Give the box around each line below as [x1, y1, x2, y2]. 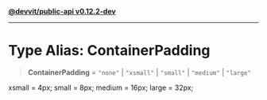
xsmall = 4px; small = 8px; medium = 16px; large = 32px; [8, 83, 194, 92]
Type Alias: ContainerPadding [8, 42, 211, 60]
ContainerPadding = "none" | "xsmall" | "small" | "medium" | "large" [27, 67, 252, 77]
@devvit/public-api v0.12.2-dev [8, 7, 117, 16]
